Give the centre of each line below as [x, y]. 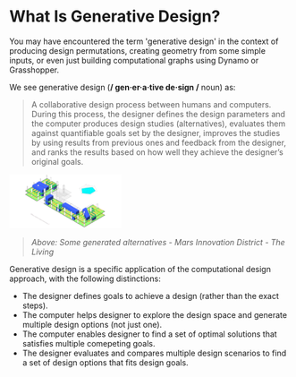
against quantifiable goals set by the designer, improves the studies [156, 133]
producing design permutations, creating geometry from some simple [138, 50]
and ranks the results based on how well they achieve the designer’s [157, 152]
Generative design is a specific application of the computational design [140, 270]
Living [42, 252]
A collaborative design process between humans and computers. [151, 104]
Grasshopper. [34, 70]
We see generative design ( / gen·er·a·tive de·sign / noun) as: [123, 87]
